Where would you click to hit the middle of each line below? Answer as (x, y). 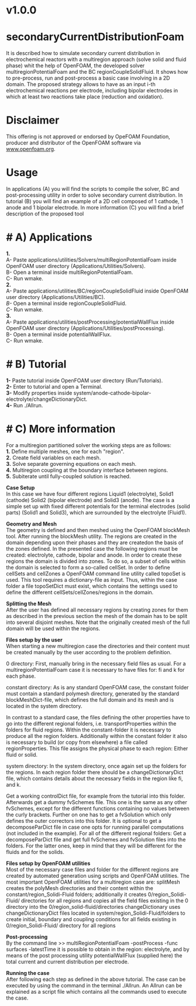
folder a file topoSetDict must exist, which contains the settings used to (92, 586)
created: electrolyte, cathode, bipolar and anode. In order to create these (94, 555)
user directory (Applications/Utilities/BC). (56, 297)
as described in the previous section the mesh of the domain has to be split (97, 616)
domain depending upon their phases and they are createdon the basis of (95, 543)
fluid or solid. (22, 754)
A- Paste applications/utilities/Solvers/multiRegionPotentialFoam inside (91, 260)
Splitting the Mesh (29, 603)
